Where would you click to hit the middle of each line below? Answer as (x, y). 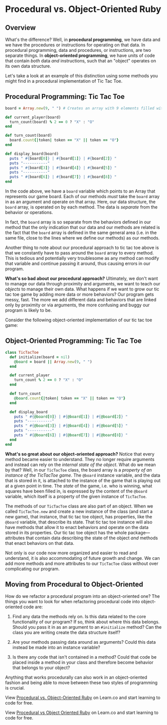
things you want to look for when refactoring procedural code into (73, 602)
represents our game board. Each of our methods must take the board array (83, 197)
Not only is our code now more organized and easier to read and (71, 553)
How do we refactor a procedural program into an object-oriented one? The (83, 596)
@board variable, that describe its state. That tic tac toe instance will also (79, 522)
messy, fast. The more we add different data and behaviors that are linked (81, 300)
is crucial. (15, 688)
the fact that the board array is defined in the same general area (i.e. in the (81, 233)
